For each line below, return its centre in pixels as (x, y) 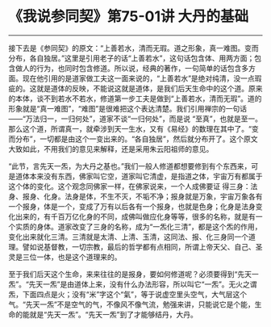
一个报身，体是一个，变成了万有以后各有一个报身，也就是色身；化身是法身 (132, 206)
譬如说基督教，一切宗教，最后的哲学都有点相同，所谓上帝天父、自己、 (139, 246)
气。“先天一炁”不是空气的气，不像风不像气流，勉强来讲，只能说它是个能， (132, 304)
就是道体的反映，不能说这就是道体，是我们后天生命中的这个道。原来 (149, 88)
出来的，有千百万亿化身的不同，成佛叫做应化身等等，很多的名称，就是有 (135, 216)
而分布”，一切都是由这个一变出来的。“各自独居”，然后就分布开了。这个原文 (133, 139)
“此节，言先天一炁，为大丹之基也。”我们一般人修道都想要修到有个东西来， (130, 166)
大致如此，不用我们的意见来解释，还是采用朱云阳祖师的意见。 (111, 149)
